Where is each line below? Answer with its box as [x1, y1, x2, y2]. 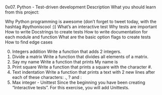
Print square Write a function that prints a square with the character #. [12, 64, 152, 70]
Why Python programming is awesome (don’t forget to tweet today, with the [5, 19, 157, 24]
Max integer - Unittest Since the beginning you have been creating [12, 79, 146, 85]
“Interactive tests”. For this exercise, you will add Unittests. [12, 85, 130, 90]
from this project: [5, 9, 40, 15]
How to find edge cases [5, 39, 53, 45]
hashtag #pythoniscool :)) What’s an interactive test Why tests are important [5, 24, 157, 30]
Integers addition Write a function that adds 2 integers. [12, 48, 122, 54]
